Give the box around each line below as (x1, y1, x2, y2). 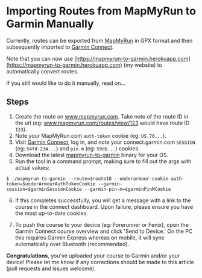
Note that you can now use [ (6, 55, 77, 62)
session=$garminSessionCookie (6, 186, 83, 192)
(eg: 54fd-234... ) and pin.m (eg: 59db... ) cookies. (14, 144, 140, 152)
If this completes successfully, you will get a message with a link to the (14, 197, 191, 204)
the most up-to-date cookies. (14, 209, 89, 217)
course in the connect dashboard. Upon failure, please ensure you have (14, 203, 194, 210)
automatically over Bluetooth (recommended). (14, 240, 130, 247)
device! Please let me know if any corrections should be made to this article (6, 258, 194, 265)
